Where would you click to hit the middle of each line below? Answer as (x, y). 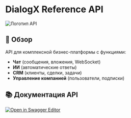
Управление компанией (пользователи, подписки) (69, 78)
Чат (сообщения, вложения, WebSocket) (57, 62)
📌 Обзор (19, 40)
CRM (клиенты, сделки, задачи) (47, 73)
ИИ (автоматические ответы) (45, 67)
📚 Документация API (42, 95)
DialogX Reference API (54, 9)
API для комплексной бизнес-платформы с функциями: (66, 52)
